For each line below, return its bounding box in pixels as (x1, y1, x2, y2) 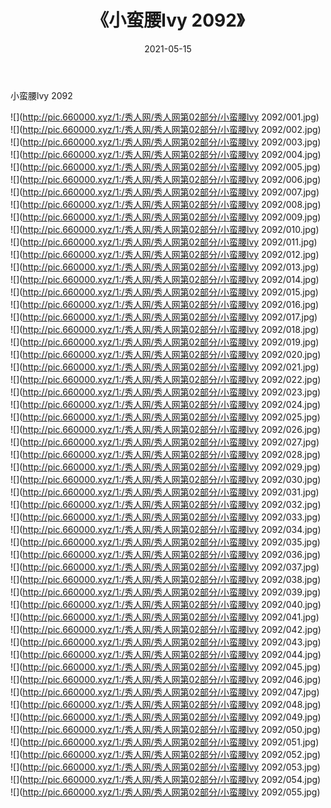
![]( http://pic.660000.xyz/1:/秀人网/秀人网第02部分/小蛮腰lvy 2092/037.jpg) (10, 561, 320, 573)
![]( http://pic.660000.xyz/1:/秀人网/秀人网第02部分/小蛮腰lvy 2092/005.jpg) (10, 161, 322, 173)
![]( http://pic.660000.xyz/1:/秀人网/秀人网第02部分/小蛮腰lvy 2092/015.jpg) (10, 286, 319, 298)
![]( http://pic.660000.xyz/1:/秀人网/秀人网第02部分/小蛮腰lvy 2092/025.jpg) (10, 411, 321, 423)
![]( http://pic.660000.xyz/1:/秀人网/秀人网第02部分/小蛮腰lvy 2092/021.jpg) (10, 361, 320, 373)
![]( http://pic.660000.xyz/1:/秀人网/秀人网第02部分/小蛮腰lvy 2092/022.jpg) (10, 373, 322, 385)
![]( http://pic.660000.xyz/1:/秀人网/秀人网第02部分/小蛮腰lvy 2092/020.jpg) (10, 348, 322, 360)
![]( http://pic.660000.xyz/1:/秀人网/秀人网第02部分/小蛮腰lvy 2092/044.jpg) (10, 648, 322, 660)
